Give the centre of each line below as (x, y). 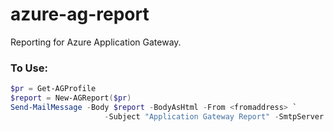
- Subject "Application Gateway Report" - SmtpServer (214, 116)
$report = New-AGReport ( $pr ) (71, 98)
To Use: (29, 68)
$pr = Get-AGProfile (53, 89)
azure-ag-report (80, 14)
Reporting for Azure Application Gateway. (96, 42)
